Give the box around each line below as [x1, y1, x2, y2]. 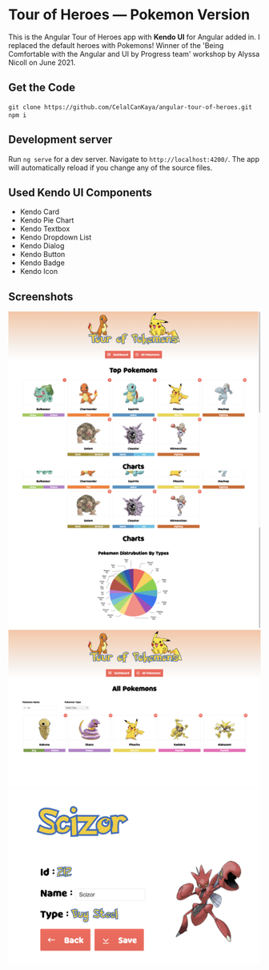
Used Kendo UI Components [8, 186, 152, 199]
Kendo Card [19, 207, 60, 217]
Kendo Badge [19, 258, 66, 268]
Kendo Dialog [19, 241, 65, 251]
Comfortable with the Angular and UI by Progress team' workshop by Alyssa [8, 49, 260, 58]
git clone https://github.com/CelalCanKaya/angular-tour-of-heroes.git [8, 103, 252, 111]
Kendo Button [19, 250, 66, 260]
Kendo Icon [19, 267, 58, 276]
